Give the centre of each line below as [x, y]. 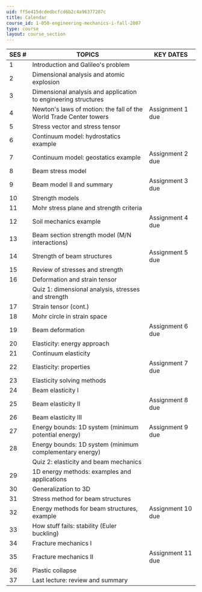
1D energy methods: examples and [81, 472]
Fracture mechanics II [63, 557]
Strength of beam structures [72, 256]
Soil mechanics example [66, 222]
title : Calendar [26, 17]
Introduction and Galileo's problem [81, 65]
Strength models [56, 198]
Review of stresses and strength [78, 270]
